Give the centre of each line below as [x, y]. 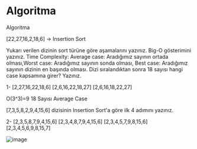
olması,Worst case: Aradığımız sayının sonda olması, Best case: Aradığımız [97, 63]
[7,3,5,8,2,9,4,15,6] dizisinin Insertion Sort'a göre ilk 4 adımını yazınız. [90, 110]
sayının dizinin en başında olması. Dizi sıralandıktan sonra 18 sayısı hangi [95, 69]
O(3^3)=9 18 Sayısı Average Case [47, 99]
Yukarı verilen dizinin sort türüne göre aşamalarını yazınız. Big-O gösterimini [98, 50]
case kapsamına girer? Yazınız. [44, 75]
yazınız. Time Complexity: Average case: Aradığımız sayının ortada [87, 56]
